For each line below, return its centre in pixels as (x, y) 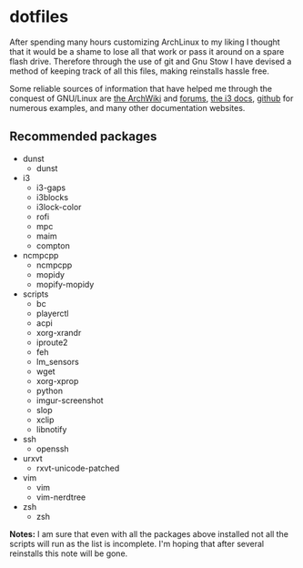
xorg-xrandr (59, 332)
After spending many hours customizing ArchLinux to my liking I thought (145, 42)
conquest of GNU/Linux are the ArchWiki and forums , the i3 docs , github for (151, 98)
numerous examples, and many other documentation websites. (127, 107)
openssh (53, 449)
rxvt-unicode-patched (78, 468)
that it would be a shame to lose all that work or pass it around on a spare (147, 51)
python (50, 390)
